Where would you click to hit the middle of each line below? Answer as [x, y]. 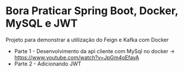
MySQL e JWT [42, 23]
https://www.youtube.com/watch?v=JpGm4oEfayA [77, 57]
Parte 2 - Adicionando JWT [48, 64]
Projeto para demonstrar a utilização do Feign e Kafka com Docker [87, 40]
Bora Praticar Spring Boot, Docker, [92, 11]
